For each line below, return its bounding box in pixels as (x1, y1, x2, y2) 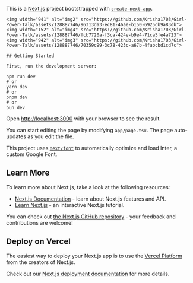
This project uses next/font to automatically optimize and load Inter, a (6, 145, 178, 151)
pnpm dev (6, 94, 28, 100)
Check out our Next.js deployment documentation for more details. (6, 270, 170, 277)
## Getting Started (6, 53, 55, 59)
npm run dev (6, 74, 36, 80)
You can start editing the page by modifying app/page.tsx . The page (6, 127, 173, 133)
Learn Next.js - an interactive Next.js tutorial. (14, 201, 125, 208)
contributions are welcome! (6, 219, 73, 226)
